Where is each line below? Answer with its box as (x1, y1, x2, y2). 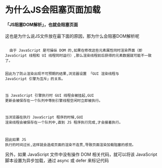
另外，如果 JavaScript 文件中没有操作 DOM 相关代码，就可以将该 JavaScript (5, 151, 158, 157)
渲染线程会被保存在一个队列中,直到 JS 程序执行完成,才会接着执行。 (5, 120, 123, 125)
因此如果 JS (5, 137, 27, 142)
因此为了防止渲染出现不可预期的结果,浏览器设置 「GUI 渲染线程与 (5, 71, 119, 76)
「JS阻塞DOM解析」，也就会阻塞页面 (5, 21, 79, 27)
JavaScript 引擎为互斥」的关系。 (5, 76, 65, 81)
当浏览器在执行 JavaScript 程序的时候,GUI (5, 115, 83, 120)
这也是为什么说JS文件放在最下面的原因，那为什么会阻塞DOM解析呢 (5, 33, 140, 39)
